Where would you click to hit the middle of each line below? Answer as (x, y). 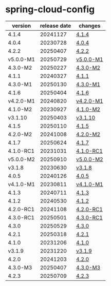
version (22, 26)
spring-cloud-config (50, 9)
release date (55, 26)
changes (90, 26)
